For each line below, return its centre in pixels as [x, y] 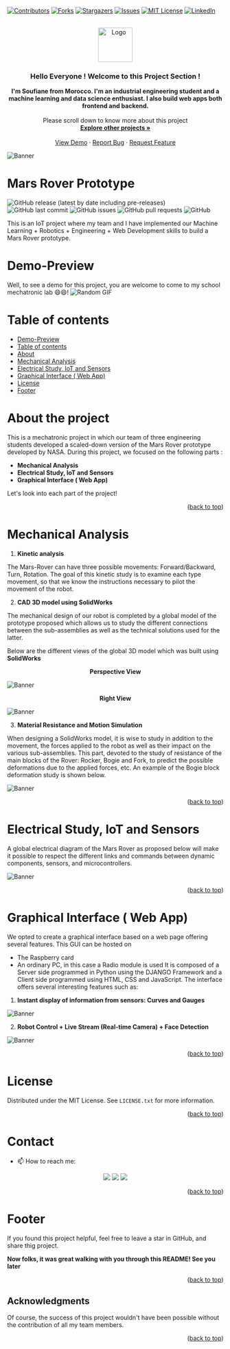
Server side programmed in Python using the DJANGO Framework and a [119, 972]
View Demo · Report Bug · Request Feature [115, 143]
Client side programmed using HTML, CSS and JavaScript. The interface [120, 979]
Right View [115, 698]
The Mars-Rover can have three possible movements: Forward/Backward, [112, 567]
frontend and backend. [115, 106]
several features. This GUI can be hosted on [69, 944]
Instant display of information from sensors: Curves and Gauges [111, 1000]
